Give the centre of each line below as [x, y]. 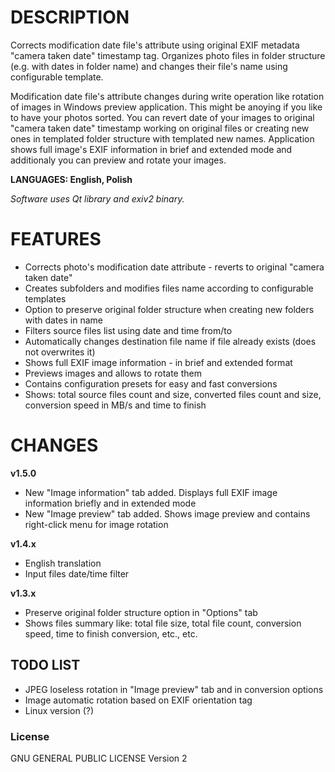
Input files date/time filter [77, 573]
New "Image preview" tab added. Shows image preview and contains [167, 513]
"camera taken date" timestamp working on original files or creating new [160, 128]
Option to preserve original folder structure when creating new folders [169, 309]
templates [45, 298]
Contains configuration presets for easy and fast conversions [151, 383]
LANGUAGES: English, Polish [71, 179]
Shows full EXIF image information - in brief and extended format [158, 362]
